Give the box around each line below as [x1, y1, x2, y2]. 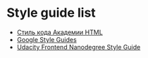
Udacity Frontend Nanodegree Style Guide [16, 43, 141, 51]
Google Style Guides [16, 35, 77, 43]
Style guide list [6, 5, 96, 21]
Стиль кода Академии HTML [16, 28, 103, 36]
